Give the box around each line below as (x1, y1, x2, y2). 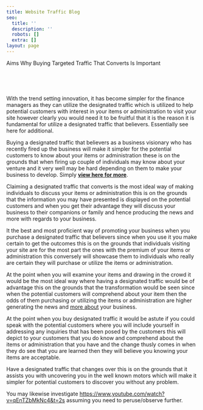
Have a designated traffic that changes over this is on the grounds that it (6, 365, 188, 372)
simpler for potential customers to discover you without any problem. (6, 378, 179, 386)
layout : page (6, 43, 40, 49)
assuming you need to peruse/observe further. (66, 396, 184, 404)
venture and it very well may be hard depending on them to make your (6, 165, 182, 172)
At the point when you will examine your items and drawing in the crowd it (6, 271, 191, 278)
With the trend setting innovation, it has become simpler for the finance (6, 95, 185, 102)
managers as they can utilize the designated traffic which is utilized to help (6, 101, 193, 108)
